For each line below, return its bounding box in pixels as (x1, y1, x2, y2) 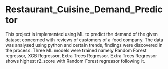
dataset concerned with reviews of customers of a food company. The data (5, 37, 164, 43)
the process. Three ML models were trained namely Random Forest (5, 47, 147, 53)
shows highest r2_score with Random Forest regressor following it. (5, 58, 145, 64)
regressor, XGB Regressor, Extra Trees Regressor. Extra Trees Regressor (5, 52, 157, 59)
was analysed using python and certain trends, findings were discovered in (5, 42, 163, 48)
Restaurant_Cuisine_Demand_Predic (5, 4, 163, 15)
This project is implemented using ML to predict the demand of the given (5, 31, 158, 37)
